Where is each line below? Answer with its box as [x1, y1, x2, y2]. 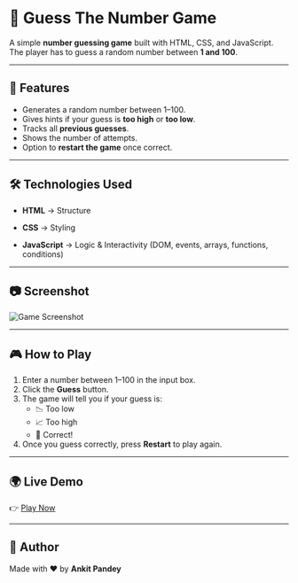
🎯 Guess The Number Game [9, 8, 217, 28]
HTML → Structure [21, 205, 91, 215]
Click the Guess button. [21, 385, 109, 395]
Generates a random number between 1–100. [21, 104, 186, 114]
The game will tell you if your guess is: [21, 393, 162, 404]
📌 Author [9, 540, 59, 555]
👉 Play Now [9, 502, 56, 513]
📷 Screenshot [9, 284, 90, 299]
